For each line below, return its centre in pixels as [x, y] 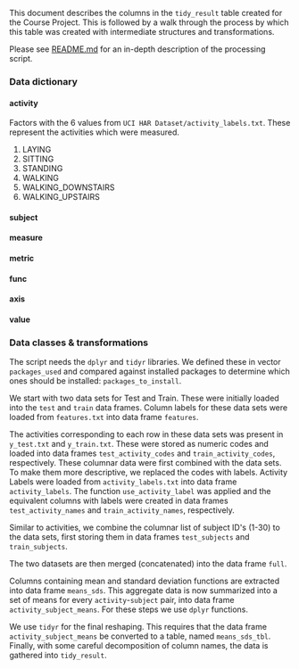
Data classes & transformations [79, 343]
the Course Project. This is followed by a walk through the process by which [149, 22]
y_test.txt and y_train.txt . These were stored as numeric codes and [139, 443]
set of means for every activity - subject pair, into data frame [122, 599]
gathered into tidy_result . [58, 655]
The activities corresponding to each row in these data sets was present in [146, 434]
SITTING [38, 159]
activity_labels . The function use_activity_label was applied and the [140, 491]
